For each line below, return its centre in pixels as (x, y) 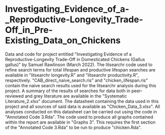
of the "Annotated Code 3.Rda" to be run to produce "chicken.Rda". (73, 127)
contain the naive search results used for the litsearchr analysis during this (81, 85)
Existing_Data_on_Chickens (63, 41)
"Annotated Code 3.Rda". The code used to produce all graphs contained (79, 117)
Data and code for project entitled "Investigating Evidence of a (68, 54)
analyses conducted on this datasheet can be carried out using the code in (81, 111)
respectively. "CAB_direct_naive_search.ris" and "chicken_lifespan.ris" (77, 80)
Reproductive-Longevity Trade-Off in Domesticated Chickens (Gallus (75, 59)
